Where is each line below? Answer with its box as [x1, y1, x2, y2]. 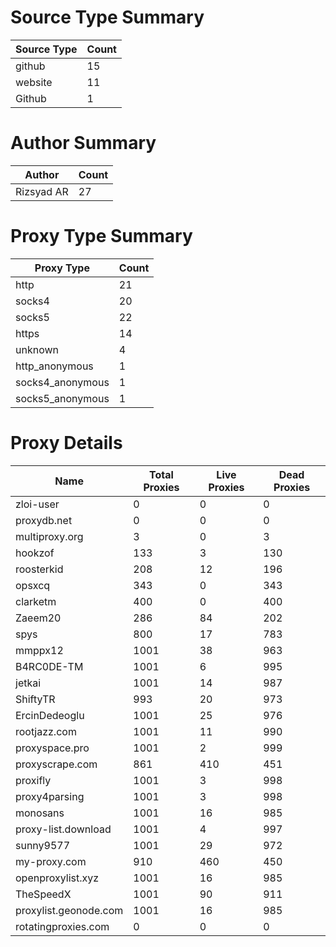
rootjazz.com [15, 724, 77, 738]
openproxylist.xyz [15, 871, 100, 885]
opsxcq [15, 578, 51, 592]
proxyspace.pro [15, 741, 90, 755]
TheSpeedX [15, 887, 72, 901]
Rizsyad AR [15, 184, 69, 198]
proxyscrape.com [15, 757, 98, 771]
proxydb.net [15, 513, 73, 527]
